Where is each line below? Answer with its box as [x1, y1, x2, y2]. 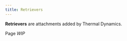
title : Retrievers [5, 7, 43, 12]
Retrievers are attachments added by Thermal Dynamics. [5, 21, 123, 27]
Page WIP [5, 30, 25, 36]
